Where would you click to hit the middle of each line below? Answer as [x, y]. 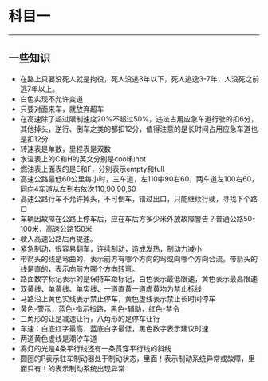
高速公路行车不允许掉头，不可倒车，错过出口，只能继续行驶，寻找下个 [135, 198]
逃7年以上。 [39, 89]
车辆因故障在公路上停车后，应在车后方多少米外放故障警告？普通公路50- [138, 218]
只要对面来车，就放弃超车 [62, 109]
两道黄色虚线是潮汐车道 [58, 338]
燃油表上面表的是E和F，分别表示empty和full [92, 169]
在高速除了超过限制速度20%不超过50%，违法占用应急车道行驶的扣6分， [139, 119]
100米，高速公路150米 [56, 228]
